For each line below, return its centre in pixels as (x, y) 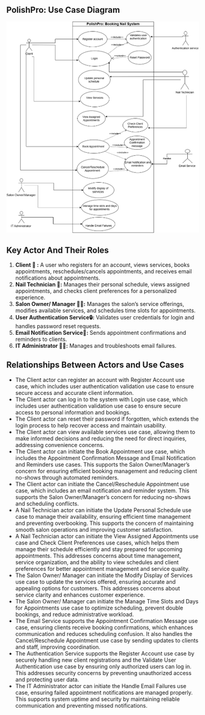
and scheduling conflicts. (47, 503)
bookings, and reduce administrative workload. (74, 614)
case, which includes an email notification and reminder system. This (102, 491)
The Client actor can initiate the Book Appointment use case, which (100, 451)
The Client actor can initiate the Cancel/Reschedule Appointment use (102, 484)
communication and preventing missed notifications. (81, 705)
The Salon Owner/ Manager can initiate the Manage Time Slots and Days (107, 601)
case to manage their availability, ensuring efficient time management (103, 516)
